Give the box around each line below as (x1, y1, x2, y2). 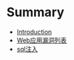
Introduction (16, 28, 52, 36)
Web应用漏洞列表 (16, 36, 67, 44)
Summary (6, 4, 64, 20)
